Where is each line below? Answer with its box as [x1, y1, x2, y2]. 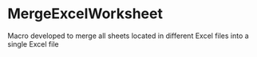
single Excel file [7, 39, 59, 48]
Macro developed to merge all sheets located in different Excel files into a [7, 31, 249, 40]
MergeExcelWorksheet [7, 5, 163, 23]
